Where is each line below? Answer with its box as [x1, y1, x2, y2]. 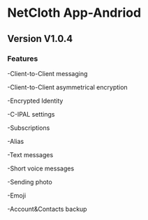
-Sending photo [7, 177, 52, 186]
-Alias [7, 137, 24, 145]
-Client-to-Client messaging [7, 69, 88, 78]
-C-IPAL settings [7, 110, 55, 118]
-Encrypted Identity [7, 96, 64, 105]
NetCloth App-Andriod [7, 5, 142, 21]
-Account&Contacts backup [7, 205, 87, 213]
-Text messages [7, 150, 54, 159]
